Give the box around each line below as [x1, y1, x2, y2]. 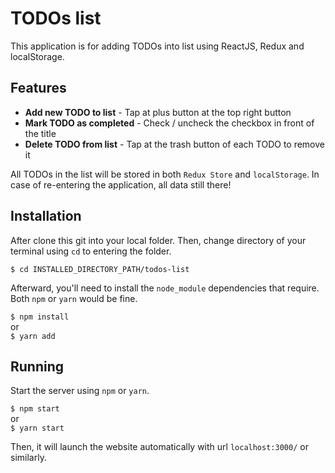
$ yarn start [10, 423, 65, 434]
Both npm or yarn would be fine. [10, 292, 138, 304]
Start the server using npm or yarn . [10, 385, 150, 397]
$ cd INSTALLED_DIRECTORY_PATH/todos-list [10, 264, 190, 274]
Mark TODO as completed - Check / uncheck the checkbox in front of [24, 117, 315, 129]
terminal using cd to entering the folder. [10, 245, 172, 257]
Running [10, 358, 65, 375]
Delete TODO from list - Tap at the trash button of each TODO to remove [24, 138, 325, 150]
